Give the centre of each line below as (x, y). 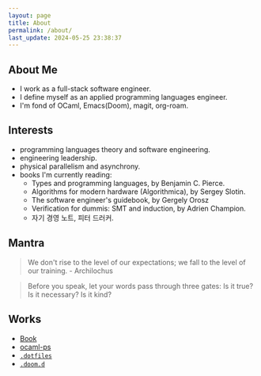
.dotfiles (36, 356)
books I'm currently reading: (66, 174)
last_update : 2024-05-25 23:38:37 (65, 38)
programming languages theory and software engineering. (115, 149)
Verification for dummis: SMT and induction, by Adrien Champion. (139, 208)
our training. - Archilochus (70, 271)
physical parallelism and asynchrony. (80, 166)
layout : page (30, 15)
